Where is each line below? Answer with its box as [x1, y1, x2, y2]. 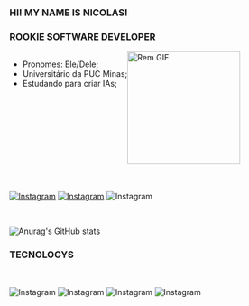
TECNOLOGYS [9, 248, 74, 261]
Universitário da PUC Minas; [22, 69, 128, 79]
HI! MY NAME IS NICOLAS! [9, 6, 128, 19]
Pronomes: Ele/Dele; [22, 59, 99, 70]
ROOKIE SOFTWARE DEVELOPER [9, 30, 156, 42]
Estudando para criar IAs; [22, 79, 117, 89]
